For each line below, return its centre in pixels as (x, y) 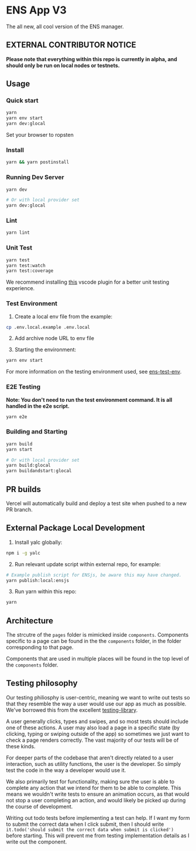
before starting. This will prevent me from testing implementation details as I (98, 835)
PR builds (24, 489)
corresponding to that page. (40, 647)
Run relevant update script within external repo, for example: (87, 564)
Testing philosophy (42, 683)
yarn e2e (17, 417)
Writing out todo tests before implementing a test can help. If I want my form (98, 818)
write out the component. (37, 842)
